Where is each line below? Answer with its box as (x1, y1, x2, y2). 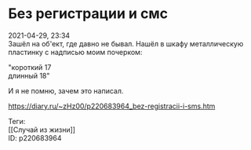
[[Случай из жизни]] (8, 125, 76, 134)
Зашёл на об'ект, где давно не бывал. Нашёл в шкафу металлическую (8, 38, 244, 48)
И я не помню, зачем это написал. (8, 86, 124, 95)
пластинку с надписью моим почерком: (8, 47, 143, 57)
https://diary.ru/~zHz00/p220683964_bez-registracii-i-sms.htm (8, 101, 216, 111)
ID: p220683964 (8, 133, 62, 142)
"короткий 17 (8, 62, 52, 71)
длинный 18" (8, 71, 50, 80)
